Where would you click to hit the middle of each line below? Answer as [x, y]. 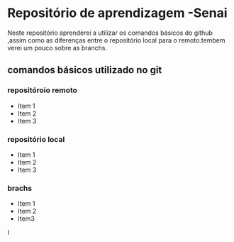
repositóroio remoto [43, 90]
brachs [20, 188]
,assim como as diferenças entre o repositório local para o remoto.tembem [116, 40]
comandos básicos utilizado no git [85, 70]
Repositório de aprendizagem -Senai [118, 13]
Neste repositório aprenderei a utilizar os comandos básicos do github [110, 33]
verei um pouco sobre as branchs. [57, 48]
